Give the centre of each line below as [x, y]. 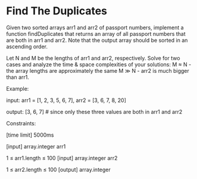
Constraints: [21, 123]
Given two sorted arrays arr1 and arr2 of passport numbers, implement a [95, 27]
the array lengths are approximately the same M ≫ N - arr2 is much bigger [98, 70]
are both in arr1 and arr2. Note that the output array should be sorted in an [97, 40]
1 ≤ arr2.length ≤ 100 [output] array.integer [59, 169]
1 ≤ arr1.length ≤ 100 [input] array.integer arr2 [62, 158]
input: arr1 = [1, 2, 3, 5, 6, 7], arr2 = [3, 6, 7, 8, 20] [66, 100]
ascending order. [27, 47]
